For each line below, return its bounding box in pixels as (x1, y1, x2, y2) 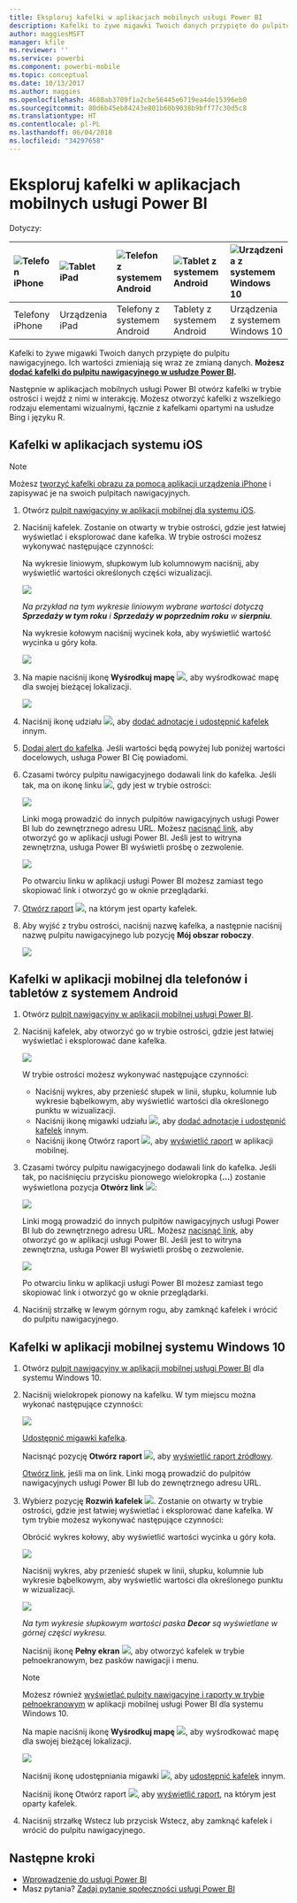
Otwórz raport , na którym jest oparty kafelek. (21, 903, 198, 913)
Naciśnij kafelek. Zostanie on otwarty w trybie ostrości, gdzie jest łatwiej (21, 521, 286, 532)
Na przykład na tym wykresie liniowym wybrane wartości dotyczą (21, 601, 263, 612)
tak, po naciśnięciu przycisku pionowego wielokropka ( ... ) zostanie (21, 1172, 266, 1183)
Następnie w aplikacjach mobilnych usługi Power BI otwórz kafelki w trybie (9, 383, 282, 394)
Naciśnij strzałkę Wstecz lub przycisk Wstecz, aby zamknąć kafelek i (21, 1815, 272, 1826)
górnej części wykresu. (21, 1628, 107, 1638)
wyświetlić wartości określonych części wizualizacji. (21, 567, 213, 578)
